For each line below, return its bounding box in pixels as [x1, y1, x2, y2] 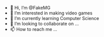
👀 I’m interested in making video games [10, 10, 93, 16]
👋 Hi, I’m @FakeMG [10, 5, 51, 10]
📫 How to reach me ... [10, 26, 57, 32]
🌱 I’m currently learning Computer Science [10, 15, 99, 21]
